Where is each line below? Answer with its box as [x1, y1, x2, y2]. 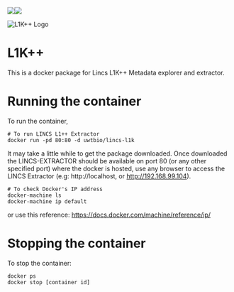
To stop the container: [7, 259, 72, 267]
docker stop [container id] [7, 279, 91, 286]
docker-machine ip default [7, 198, 87, 205]
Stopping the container [7, 235, 147, 252]
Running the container [7, 93, 142, 109]
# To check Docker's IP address [7, 185, 103, 193]
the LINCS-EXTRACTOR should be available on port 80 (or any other [7, 156, 207, 165]
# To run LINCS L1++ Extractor [7, 130, 100, 138]
